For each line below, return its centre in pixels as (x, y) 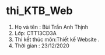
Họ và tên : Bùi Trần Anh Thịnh (51, 27)
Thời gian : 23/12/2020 (42, 46)
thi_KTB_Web (39, 11)
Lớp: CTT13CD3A (35, 33)
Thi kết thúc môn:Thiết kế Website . (57, 39)
